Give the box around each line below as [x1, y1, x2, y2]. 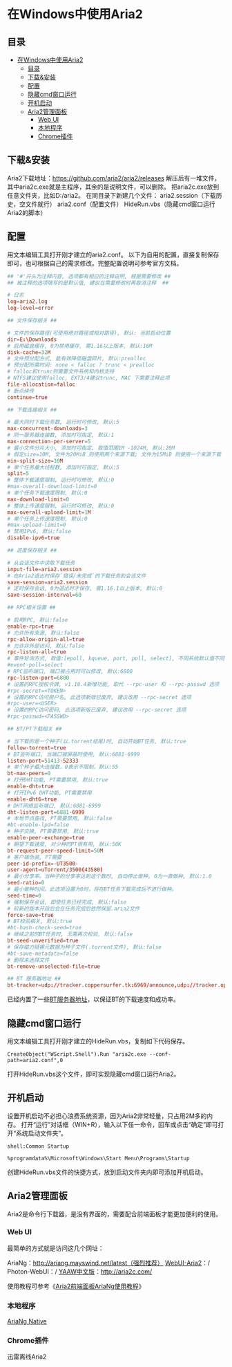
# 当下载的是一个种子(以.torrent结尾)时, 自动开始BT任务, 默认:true [7, 738, 186, 745]
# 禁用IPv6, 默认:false [7, 528, 71, 535]
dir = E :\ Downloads [7, 336, 57, 343]
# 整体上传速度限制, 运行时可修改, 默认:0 [7, 502, 115, 509]
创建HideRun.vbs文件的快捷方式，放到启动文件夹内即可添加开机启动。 [7, 1168, 207, 1176]
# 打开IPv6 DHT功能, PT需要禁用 [7, 789, 92, 796]
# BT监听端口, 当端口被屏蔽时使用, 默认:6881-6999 [7, 751, 140, 758]
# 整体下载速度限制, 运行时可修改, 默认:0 [7, 476, 115, 484]
